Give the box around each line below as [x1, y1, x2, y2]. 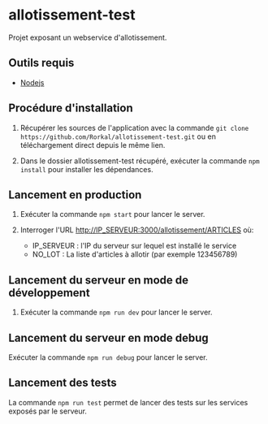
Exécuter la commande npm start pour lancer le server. [19, 210, 205, 219]
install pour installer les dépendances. [19, 164, 153, 174]
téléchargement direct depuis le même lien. [19, 140, 166, 149]
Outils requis [8, 56, 75, 70]
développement [8, 286, 91, 300]
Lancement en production [8, 188, 142, 201]
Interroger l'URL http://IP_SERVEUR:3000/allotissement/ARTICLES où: [19, 225, 254, 235]
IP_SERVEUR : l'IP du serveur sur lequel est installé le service [32, 241, 237, 251]
